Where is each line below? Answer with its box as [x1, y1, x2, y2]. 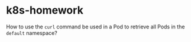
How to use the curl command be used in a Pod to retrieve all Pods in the [6, 23, 185, 30]
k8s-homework [6, 4, 84, 17]
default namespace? [6, 29, 57, 36]
